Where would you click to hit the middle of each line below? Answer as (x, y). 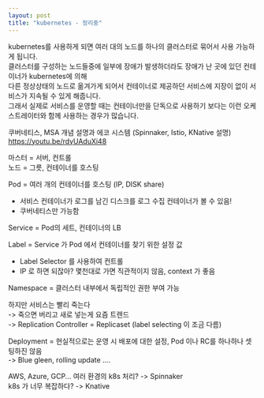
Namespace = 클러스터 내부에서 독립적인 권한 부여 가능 (94, 287)
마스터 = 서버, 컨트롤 (40, 157)
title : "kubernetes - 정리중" (55, 23)
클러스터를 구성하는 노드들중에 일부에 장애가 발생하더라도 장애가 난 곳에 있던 (125, 66)
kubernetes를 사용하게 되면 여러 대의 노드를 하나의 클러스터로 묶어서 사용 (121, 46)
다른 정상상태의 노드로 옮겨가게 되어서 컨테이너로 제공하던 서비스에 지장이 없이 (128, 86)
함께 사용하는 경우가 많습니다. (94, 115)
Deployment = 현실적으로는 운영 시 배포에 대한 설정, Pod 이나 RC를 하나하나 (126, 341)
